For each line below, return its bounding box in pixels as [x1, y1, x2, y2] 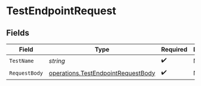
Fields [6, 28, 30, 38]
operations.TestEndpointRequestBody [48, 69, 156, 77]
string [48, 56, 66, 65]
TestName [9, 58, 34, 64]
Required [161, 46, 188, 53]
